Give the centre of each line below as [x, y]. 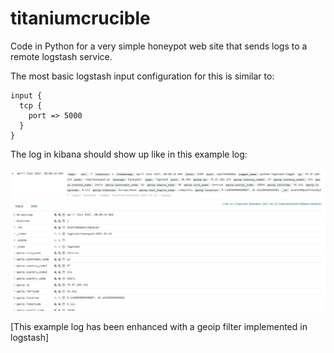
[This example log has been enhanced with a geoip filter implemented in [159, 326]
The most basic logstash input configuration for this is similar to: [142, 76]
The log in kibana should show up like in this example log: [129, 154]
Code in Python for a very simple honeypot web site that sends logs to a [159, 46]
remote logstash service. [61, 56]
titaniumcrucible [80, 18]
